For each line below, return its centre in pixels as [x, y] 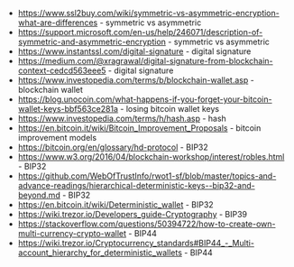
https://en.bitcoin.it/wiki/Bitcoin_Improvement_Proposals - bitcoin [139, 128]
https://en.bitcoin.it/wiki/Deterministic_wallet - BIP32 [115, 205]
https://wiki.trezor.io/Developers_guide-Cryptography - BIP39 [133, 214]
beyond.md [39, 195]
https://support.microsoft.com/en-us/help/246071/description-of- [140, 32]
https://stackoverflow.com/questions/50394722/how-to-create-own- [147, 224]
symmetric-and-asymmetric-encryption [92, 41]
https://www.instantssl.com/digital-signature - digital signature [134, 51]
